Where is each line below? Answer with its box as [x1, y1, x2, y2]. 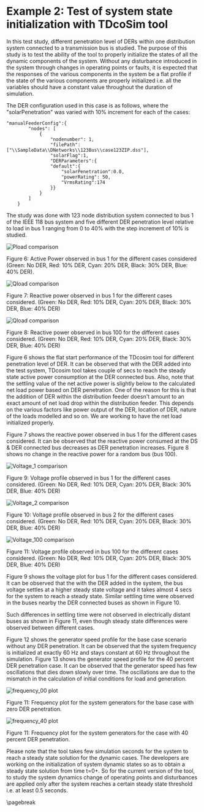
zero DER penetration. [6, 705, 62, 712]
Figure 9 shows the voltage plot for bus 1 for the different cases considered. [6, 572, 198, 580]
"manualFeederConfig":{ [6, 120, 67, 127]
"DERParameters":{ [50, 158, 97, 164]
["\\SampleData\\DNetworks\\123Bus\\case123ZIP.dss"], [6, 147, 149, 153]
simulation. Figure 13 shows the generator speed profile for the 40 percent [6, 655, 194, 663]
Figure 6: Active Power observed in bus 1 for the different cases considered [6, 255, 197, 262]
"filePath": [50, 141, 81, 148]
